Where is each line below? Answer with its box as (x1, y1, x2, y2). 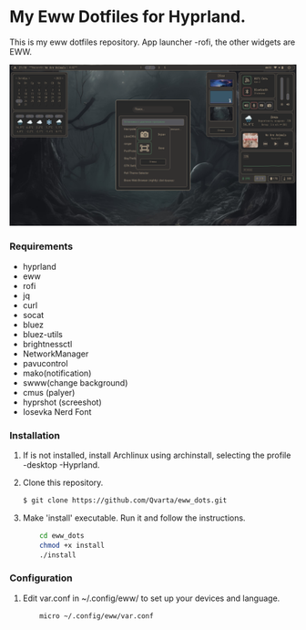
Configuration (9, 572, 73, 584)
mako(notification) (22, 367, 92, 378)
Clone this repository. (22, 477, 104, 489)
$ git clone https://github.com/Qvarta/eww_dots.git (22, 496, 228, 505)
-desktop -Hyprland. (22, 460, 100, 470)
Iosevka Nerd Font (22, 406, 92, 417)
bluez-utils (22, 328, 64, 339)
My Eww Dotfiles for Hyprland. (9, 6, 246, 27)
